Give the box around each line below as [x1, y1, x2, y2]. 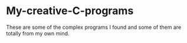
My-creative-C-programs [6, 4, 134, 18]
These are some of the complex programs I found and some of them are [6, 24, 182, 31]
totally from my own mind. [6, 29, 70, 37]
